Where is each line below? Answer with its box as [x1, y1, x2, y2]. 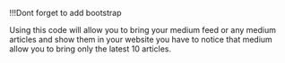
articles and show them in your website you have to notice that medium [9, 35, 273, 44]
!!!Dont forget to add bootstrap [9, 8, 123, 18]
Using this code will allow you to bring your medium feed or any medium [9, 25, 276, 35]
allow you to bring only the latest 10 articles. [9, 43, 172, 54]
